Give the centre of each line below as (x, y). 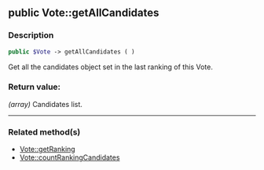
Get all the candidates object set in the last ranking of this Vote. (111, 67)
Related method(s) (44, 131)
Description (31, 35)
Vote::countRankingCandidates (70, 157)
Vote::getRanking (48, 150)
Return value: (35, 87)
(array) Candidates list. (45, 104)
